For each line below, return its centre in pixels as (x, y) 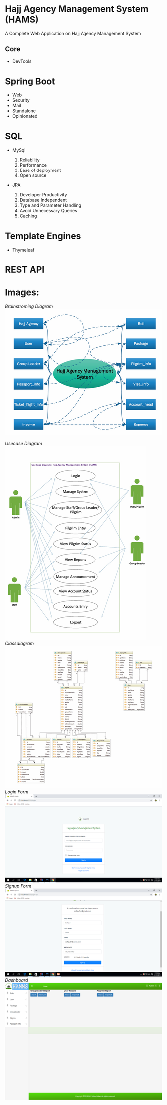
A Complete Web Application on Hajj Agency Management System (73, 33)
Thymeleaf (23, 250)
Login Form (17, 792)
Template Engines (43, 236)
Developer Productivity (43, 194)
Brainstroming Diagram (29, 306)
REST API (25, 270)
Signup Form (18, 886)
